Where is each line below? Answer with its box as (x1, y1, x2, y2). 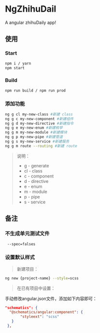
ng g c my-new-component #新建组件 (5, 116, 74, 121)
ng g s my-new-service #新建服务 (5, 139, 70, 144)
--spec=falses (7, 241, 36, 247)
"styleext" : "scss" (20, 314, 59, 319)
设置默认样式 (5, 254, 35, 261)
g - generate (24, 162, 49, 169)
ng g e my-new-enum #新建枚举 (5, 125, 63, 130)
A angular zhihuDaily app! (5, 20, 57, 25)
